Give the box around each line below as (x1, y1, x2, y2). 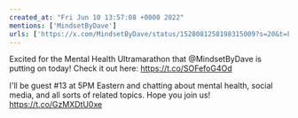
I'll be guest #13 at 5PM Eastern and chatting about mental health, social (9, 81, 273, 91)
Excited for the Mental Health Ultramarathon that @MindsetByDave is (9, 54, 262, 65)
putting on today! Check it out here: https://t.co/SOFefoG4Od (9, 63, 232, 74)
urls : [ (9, 29, 38, 38)
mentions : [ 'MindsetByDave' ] (9, 21, 117, 30)
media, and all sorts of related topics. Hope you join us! (9, 90, 211, 100)
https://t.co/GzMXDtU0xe (9, 99, 103, 110)
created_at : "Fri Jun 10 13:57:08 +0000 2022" (9, 12, 184, 22)
